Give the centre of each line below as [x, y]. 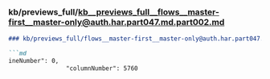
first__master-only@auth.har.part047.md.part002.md [117, 22]
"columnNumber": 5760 [102, 68]
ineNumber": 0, [34, 61]
